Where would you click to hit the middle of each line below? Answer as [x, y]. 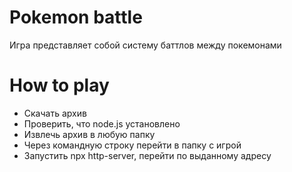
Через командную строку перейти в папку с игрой [132, 145]
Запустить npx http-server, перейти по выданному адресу [147, 155]
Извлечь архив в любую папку [89, 134]
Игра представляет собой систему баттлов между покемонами [145, 45]
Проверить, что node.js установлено [102, 123]
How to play [59, 85]
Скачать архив [55, 113]
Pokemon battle [76, 17]
